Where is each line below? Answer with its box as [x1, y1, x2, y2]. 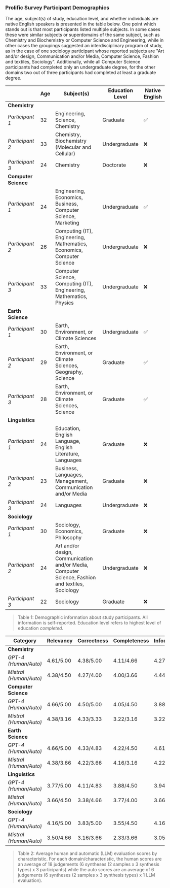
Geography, [55, 369, 83, 376]
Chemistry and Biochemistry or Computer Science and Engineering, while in [5, 37, 164, 43]
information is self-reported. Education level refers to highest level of [17, 620, 161, 626]
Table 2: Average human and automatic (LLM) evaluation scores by [17, 850, 157, 857]
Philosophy [55, 534, 82, 541]
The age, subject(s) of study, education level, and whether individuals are [5, 16, 158, 22]
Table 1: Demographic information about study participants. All [17, 614, 148, 620]
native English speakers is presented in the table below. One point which [5, 21, 156, 27]
